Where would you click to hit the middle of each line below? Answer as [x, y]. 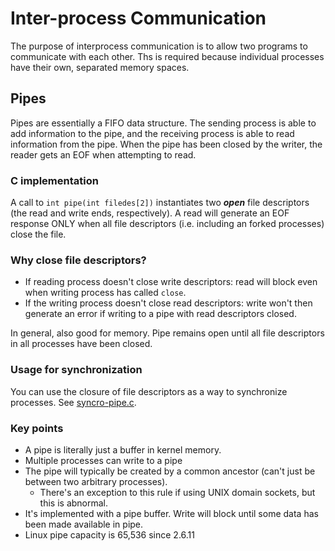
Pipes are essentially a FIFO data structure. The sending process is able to [163, 123]
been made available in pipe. [84, 524]
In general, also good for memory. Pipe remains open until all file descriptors [167, 333]
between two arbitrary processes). [96, 481]
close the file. [38, 234]
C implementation [54, 180]
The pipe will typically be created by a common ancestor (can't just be [170, 471]
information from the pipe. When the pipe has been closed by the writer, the [166, 144]
